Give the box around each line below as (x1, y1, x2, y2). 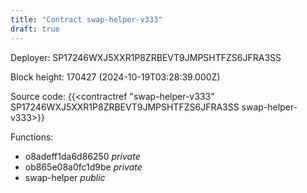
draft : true (10, 24, 60, 34)
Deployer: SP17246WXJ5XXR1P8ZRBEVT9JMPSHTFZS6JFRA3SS (10, 51, 282, 63)
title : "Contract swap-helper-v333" (10, 14, 163, 25)
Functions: (10, 131, 54, 143)
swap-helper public (24, 171, 106, 183)
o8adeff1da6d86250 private (24, 150, 141, 162)
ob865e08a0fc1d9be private (24, 161, 143, 173)
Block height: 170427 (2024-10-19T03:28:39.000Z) (10, 71, 221, 83)
